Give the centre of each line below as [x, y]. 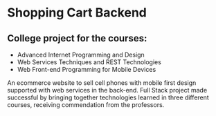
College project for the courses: [77, 38]
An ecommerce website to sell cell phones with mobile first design [102, 83]
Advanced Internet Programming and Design [81, 55]
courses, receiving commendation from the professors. [86, 105]
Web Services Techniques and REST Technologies [89, 62]
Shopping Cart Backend [77, 13]
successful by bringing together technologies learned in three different [108, 97]
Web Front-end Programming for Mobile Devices [87, 69]
